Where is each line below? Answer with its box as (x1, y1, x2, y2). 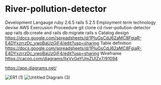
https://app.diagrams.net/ (5, 65, 57, 71)
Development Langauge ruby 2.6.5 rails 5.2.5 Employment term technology (5, 19, 156, 25)
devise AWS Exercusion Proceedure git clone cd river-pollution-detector (5, 24, 151, 30)
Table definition (100, 40, 132, 46)
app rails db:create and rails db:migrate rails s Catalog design (5, 30, 129, 35)
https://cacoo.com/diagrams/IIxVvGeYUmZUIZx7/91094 (5, 55, 118, 61)
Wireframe (100, 50, 122, 56)
